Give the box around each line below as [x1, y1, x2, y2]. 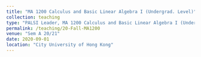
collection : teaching [6, 14, 60, 20]
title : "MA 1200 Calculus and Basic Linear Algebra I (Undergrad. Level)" [6, 8, 197, 15]
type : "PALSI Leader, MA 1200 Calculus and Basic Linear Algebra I [6, 20, 178, 26]
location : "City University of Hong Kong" [6, 42, 114, 48]
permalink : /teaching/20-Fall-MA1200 [6, 25, 100, 31]
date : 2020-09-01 [6, 36, 50, 42]
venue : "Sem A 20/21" [6, 31, 60, 37]
